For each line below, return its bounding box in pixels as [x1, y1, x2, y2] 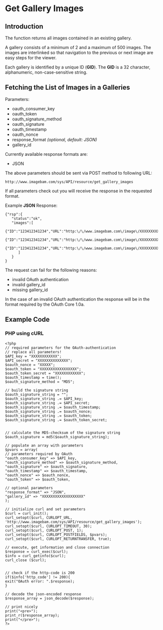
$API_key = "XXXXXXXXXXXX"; [5, 354, 62, 359]
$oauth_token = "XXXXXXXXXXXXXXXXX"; [5, 366, 81, 371]
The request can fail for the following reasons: [5, 267, 98, 273]
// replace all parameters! [5, 349, 62, 354]
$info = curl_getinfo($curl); [5, 553, 66, 558]
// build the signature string [5, 388, 68, 393]
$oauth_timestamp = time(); [5, 375, 62, 380]
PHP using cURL [5, 330, 44, 337]
